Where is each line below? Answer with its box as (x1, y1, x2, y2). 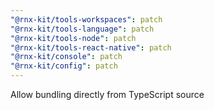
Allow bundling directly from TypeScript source (10, 89, 205, 100)
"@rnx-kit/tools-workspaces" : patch (10, 14, 163, 25)
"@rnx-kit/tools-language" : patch (10, 24, 155, 34)
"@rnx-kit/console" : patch (10, 52, 123, 62)
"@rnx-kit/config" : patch (10, 61, 118, 71)
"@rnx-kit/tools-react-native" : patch (10, 42, 172, 53)
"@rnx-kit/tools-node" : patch (10, 33, 137, 43)
